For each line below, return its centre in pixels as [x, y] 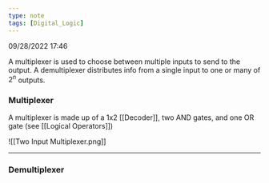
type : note [26, 16]
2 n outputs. [27, 79]
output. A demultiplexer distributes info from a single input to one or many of [134, 70]
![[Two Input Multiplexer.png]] [57, 141]
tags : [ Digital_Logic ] [46, 23]
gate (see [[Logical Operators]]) [61, 126]
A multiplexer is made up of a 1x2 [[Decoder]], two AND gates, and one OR [131, 117]
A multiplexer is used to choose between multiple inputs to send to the [124, 62]
